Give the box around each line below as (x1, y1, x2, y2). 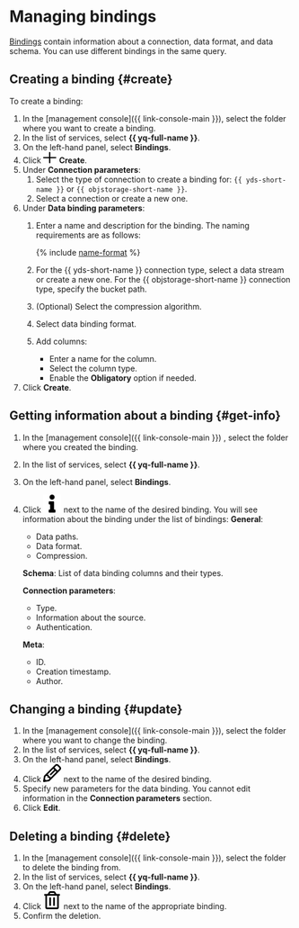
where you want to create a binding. (22, 122, 156, 133)
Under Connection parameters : (22, 164, 141, 175)
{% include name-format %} (35, 247, 141, 257)
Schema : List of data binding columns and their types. (22, 567, 224, 578)
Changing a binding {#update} (9, 701, 183, 716)
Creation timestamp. (35, 666, 111, 677)
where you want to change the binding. (22, 735, 168, 746)
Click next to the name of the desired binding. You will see (22, 504, 259, 515)
